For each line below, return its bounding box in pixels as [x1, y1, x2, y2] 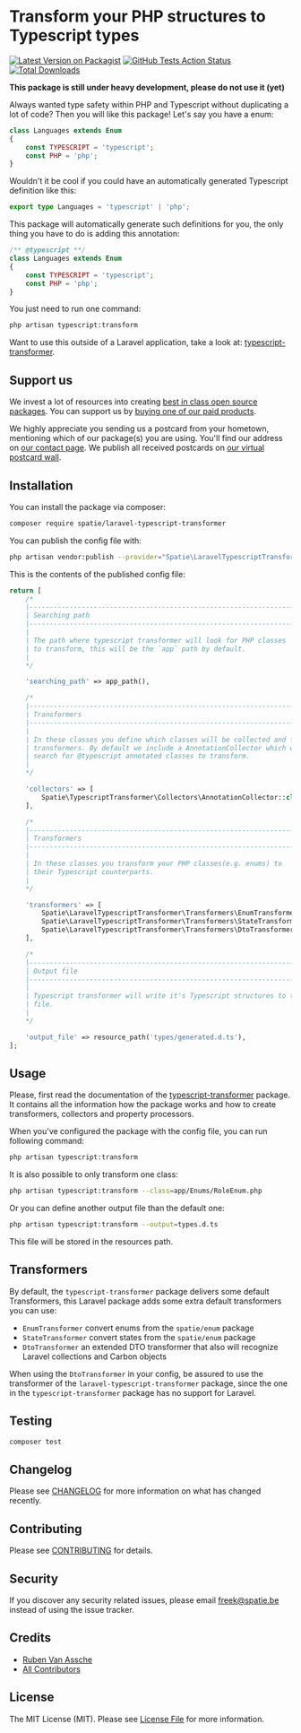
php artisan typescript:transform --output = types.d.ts [9, 1220, 219, 1229]
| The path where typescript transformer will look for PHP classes [25, 636, 287, 645]
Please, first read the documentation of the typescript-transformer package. [9, 1089, 291, 1100]
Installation [9, 478, 73, 493]
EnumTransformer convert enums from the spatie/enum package [21, 1322, 254, 1333]
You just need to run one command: [9, 303, 142, 315]
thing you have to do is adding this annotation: [9, 229, 181, 239]
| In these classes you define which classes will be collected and [25, 735, 287, 744]
